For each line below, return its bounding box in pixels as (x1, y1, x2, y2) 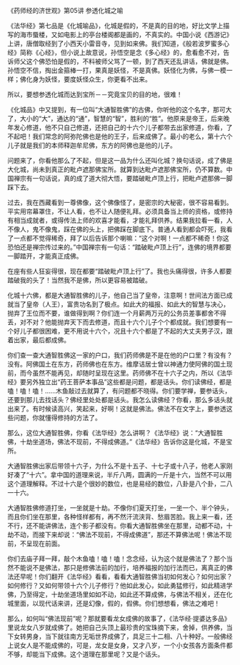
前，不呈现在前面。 (7, 539, 64, 548)
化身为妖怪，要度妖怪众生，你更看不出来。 (26, 75, 151, 84)
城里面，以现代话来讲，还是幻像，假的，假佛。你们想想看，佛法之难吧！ (7, 599, 220, 607)
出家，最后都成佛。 (13, 336, 70, 344)
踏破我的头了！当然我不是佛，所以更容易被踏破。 (7, 276, 151, 284)
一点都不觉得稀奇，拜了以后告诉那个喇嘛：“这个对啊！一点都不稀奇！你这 (13, 234, 230, 242)
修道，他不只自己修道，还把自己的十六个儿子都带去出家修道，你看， (26, 124, 226, 131)
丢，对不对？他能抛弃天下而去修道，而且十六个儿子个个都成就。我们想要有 (7, 318, 226, 326)
